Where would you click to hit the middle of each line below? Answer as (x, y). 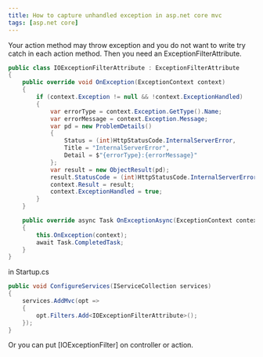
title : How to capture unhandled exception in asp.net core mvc (115, 15)
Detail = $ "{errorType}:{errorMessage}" (131, 155)
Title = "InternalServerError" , (117, 148)
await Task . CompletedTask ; (80, 242)
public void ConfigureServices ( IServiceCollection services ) (110, 286)
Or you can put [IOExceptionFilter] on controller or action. (101, 345)
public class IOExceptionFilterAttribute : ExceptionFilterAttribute (124, 67)
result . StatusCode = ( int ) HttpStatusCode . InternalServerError (153, 177)
